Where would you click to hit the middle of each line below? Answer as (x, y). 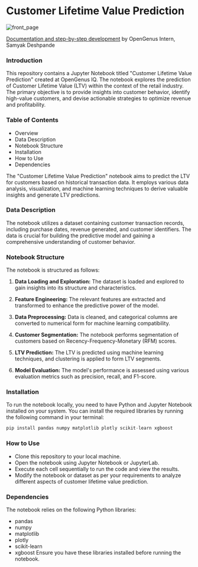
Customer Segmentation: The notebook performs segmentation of (97, 335)
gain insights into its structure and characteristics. (76, 288)
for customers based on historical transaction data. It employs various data (98, 182)
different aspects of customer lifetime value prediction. (82, 481)
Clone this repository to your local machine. (68, 456)
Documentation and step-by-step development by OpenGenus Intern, (91, 38)
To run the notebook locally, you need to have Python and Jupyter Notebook (99, 405)
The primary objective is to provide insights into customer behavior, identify (98, 92)
